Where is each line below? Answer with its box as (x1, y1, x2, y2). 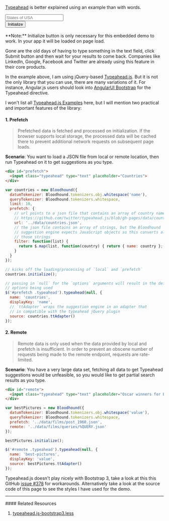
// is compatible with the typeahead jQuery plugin (10, 309, 121, 314)
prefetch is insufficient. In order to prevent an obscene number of (17, 346, 153, 352)
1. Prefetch (5, 116, 28, 123)
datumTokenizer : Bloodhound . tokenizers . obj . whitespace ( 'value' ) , (10, 410, 150, 415)
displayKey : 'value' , (10, 457, 55, 462)
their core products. (5, 64, 46, 70)
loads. (17, 144, 31, 150)
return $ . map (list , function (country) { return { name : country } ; (18, 244, 163, 249)
